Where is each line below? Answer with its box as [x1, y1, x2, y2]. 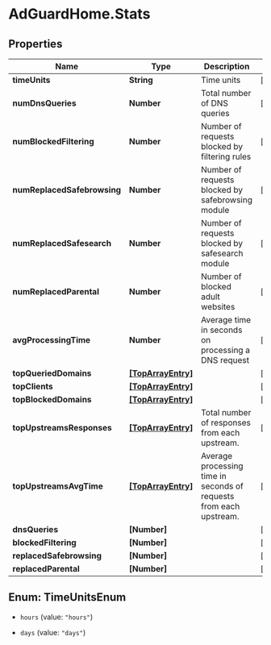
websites [201, 302, 236, 312]
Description [203, 61, 250, 72]
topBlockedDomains [12, 394, 92, 405]
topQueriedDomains [12, 368, 92, 379]
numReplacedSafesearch [12, 238, 111, 248]
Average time [201, 314, 252, 325]
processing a [201, 344, 250, 356]
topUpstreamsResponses [12, 422, 112, 433]
